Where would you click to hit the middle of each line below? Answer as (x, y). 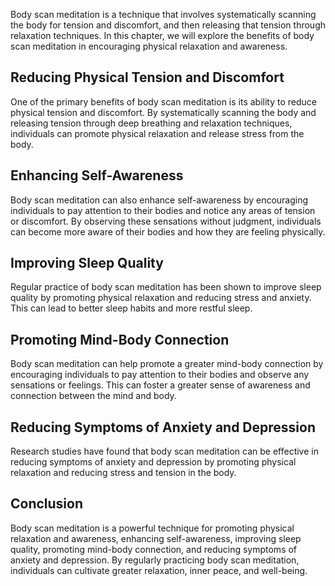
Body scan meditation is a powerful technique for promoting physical (152, 528)
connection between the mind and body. (93, 396)
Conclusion (47, 504)
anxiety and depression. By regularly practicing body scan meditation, (155, 560)
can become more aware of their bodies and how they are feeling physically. (168, 231)
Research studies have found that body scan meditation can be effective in (164, 451)
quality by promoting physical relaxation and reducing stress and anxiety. (161, 298)
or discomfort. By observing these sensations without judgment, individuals (166, 221)
